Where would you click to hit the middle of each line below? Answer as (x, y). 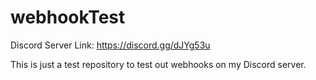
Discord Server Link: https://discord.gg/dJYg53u (110, 45)
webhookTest (68, 17)
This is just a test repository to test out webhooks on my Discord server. (158, 64)
